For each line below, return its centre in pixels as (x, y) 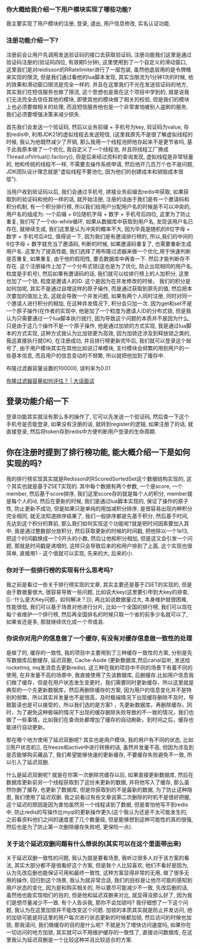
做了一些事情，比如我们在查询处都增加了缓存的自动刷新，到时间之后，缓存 (97, 720)
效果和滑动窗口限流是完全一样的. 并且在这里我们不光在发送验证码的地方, (100, 84)
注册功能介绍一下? (32, 41)
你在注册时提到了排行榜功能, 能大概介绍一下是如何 (98, 452)
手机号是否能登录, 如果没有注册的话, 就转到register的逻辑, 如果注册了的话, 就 (100, 424)
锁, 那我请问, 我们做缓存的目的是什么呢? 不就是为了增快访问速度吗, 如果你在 (99, 925)
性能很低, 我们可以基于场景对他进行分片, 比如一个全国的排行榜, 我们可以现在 (99, 606)
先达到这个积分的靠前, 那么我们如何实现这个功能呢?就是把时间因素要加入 (95, 524)
